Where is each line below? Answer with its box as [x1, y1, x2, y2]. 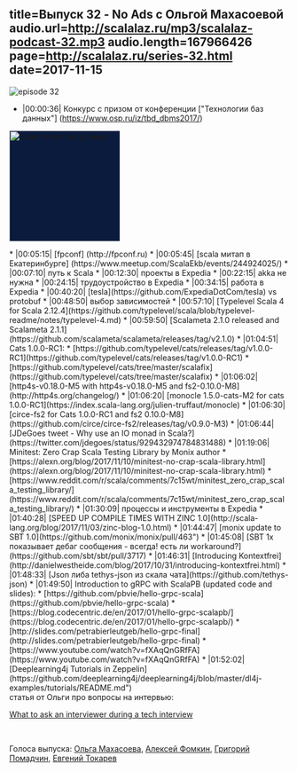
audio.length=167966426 [107, 35, 253, 50]
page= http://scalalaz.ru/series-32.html [9, 49, 233, 64]
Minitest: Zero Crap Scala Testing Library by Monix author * [9, 446, 227, 457]
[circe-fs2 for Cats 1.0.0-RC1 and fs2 [9, 408, 144, 420]
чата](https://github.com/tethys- [169, 569, 289, 579]
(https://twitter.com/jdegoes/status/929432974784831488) [9, 437, 227, 447]
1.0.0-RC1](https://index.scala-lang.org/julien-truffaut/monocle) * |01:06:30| [9, 399, 285, 410]
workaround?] [190, 540, 242, 551]
